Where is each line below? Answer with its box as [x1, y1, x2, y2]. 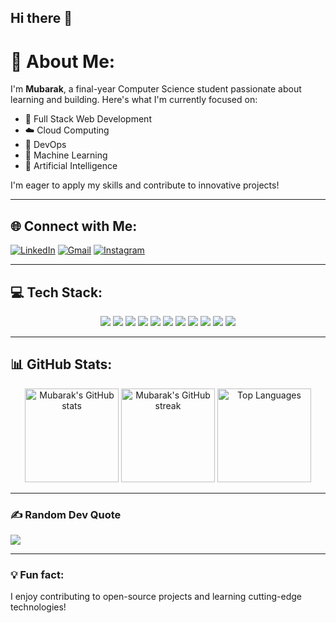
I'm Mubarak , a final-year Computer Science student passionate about [10, 83, 302, 95]
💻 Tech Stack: [10, 284, 103, 301]
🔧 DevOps [24, 139, 67, 151]
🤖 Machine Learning [24, 149, 108, 161]
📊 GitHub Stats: [10, 356, 113, 373]
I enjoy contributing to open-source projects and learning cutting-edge [10, 591, 302, 603]
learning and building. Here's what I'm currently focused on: [10, 94, 258, 106]
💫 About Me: [10, 50, 116, 73]
